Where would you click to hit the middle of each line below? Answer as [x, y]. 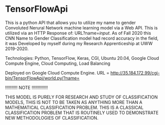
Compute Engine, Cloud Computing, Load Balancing [58, 63]
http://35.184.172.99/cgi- [135, 73]
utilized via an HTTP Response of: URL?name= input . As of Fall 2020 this [78, 33]
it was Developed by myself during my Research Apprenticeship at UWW [79, 43]
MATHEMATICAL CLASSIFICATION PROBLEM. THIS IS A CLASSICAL [74, 107]
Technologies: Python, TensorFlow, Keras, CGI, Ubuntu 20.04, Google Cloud [82, 58]
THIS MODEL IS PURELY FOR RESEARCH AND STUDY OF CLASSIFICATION [82, 97]
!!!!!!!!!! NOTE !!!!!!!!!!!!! [27, 87]
